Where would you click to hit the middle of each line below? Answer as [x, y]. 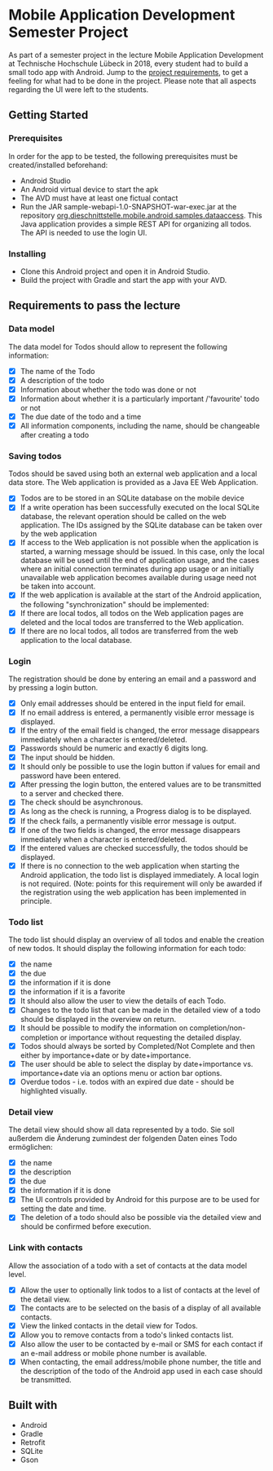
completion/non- [218, 1028]
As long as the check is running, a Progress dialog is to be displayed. [136, 812]
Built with [33, 1405]
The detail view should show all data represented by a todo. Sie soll [121, 1130]
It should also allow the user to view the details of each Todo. [123, 1001]
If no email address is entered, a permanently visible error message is [137, 713]
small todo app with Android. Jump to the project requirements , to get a [128, 72]
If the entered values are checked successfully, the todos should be [134, 848]
